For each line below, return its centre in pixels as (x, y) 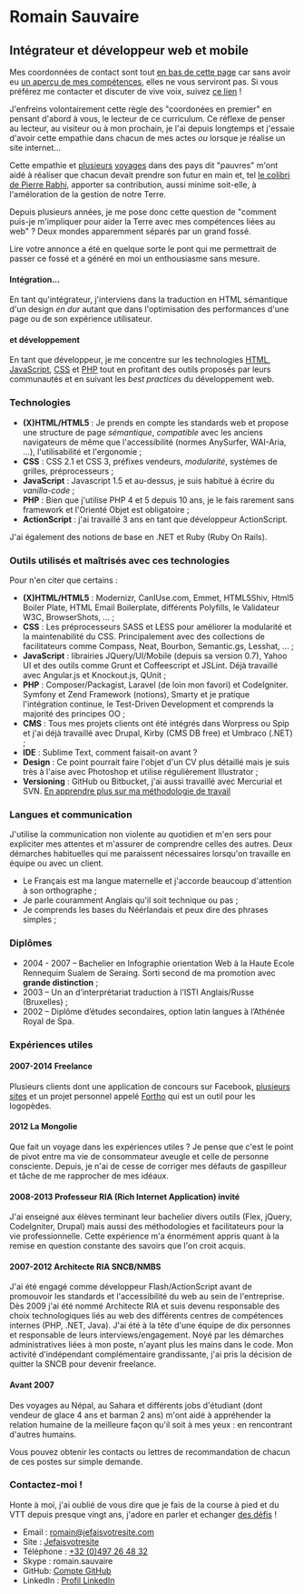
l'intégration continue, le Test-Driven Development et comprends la (148, 704)
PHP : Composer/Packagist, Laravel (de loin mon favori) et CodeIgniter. (155, 685)
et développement (44, 339)
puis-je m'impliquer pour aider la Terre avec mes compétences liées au (142, 221)
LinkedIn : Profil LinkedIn (69, 1580)
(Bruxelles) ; (45, 1001)
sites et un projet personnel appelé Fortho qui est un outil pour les (132, 1096)
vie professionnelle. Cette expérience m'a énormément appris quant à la (144, 1236)
